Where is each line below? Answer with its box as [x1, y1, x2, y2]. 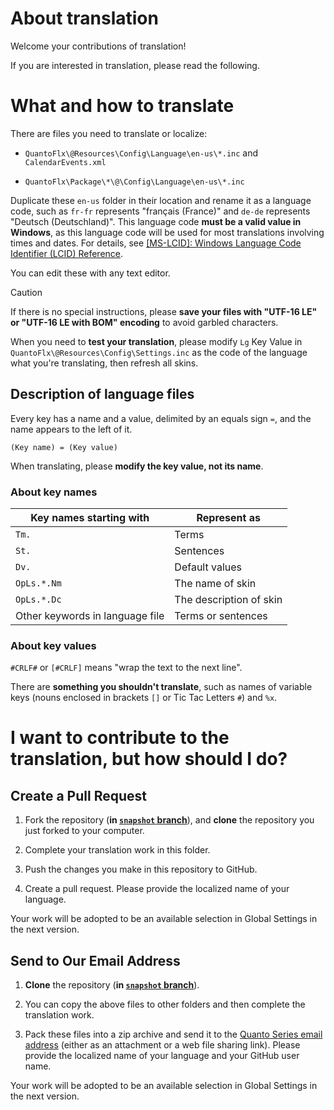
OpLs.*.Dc [15, 593, 62, 605]
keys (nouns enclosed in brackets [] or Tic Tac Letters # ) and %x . [10, 692, 278, 704]
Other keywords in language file [15, 608, 165, 622]
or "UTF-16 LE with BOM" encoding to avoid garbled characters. [10, 316, 279, 328]
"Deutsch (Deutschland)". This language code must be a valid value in [10, 215, 302, 227]
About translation [10, 7, 159, 30]
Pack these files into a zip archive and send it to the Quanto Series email [24, 1028, 323, 1041]
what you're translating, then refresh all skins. [10, 357, 199, 369]
